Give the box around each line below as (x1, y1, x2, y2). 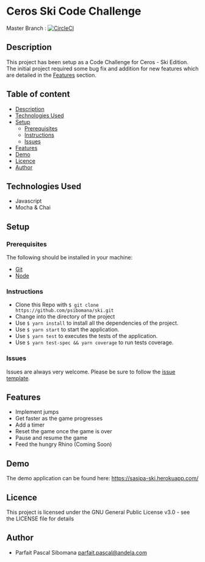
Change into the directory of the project (15, 313, 115, 320)
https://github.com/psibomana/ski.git (15, 308, 114, 314)
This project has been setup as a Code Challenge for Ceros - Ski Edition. (6, 58, 189, 65)
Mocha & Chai (15, 204, 51, 211)
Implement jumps (15, 408, 59, 416)
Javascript (15, 197, 42, 205)
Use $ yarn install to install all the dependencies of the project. (15, 319, 179, 327)
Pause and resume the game (15, 434, 88, 442)
